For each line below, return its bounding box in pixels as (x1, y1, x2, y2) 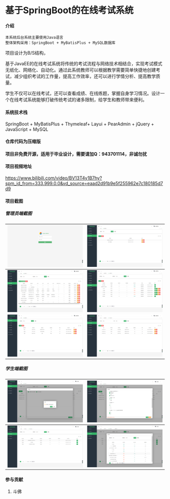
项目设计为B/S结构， (5, 50, 49, 56)
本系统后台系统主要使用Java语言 (5, 35, 64, 40)
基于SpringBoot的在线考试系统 (5, 5, 134, 16)
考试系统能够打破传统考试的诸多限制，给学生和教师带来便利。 (18, 97, 147, 103)
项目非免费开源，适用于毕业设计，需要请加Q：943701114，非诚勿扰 (5, 151, 147, 157)
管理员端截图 (5, 210, 32, 216)
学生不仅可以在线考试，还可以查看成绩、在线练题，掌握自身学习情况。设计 (5, 90, 160, 97)
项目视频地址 (5, 163, 32, 169)
